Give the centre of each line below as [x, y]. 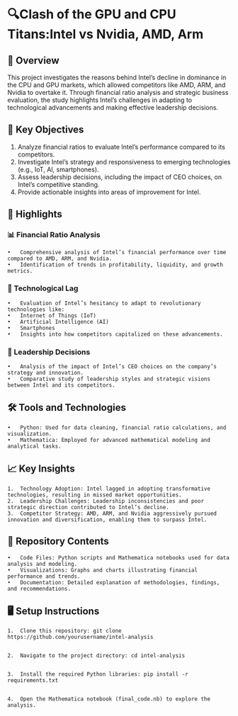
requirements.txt [33, 681]
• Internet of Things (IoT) [52, 316]
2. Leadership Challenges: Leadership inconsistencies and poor [106, 501]
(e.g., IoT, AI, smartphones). [58, 169]
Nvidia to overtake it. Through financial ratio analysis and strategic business [118, 92]
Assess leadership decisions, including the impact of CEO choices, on [119, 177]
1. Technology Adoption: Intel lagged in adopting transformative [109, 489]
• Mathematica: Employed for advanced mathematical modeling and [109, 440]
